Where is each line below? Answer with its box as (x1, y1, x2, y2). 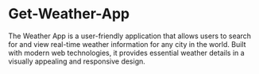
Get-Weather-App (8, 5, 129, 23)
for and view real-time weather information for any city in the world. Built (8, 39, 246, 49)
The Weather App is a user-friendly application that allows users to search (8, 31, 252, 41)
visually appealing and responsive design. (8, 56, 145, 66)
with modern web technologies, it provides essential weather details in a (8, 48, 245, 57)
